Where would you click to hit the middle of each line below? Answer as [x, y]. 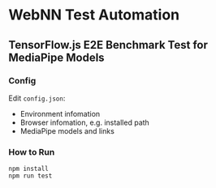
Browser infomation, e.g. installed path [85, 122]
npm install [28, 169]
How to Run [32, 152]
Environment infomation [60, 113]
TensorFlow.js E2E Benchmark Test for [108, 45]
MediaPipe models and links [67, 130]
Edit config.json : [37, 98]
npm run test [30, 176]
